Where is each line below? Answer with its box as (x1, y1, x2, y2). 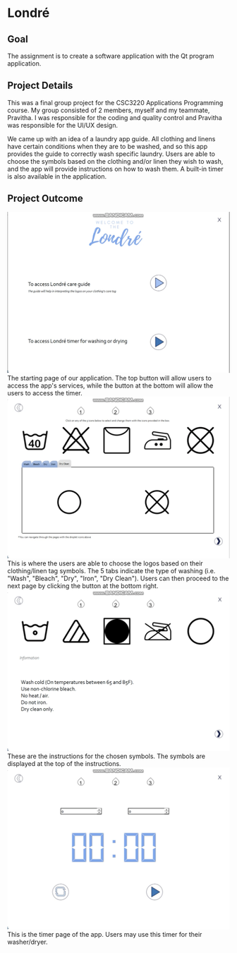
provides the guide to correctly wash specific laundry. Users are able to (7, 150, 215, 158)
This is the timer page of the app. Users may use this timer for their (7, 930, 202, 938)
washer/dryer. (7, 937, 48, 946)
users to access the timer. (7, 389, 83, 397)
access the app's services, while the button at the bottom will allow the (7, 381, 214, 390)
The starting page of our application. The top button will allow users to (7, 374, 212, 383)
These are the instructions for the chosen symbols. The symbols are (7, 752, 206, 760)
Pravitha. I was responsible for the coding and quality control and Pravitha (7, 113, 222, 121)
